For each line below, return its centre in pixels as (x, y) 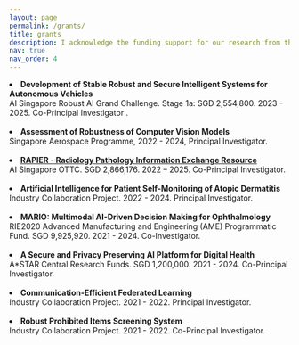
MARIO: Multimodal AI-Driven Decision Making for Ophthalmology (146, 217)
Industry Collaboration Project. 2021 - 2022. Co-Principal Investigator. (137, 330)
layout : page (33, 17)
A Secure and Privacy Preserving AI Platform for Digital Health (138, 255)
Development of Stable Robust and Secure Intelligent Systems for (145, 84)
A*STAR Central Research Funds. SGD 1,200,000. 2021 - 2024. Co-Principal (149, 264)
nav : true (28, 51)
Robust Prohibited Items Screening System (101, 321)
